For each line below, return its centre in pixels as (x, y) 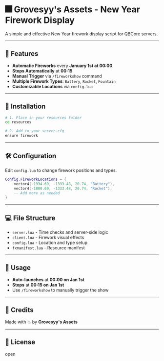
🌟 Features (22, 54)
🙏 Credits (20, 310)
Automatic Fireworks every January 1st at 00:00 (62, 66)
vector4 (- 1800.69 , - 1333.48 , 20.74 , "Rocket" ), (63, 188)
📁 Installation (25, 107)
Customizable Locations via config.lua (52, 86)
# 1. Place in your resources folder (43, 118)
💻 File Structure (30, 218)
